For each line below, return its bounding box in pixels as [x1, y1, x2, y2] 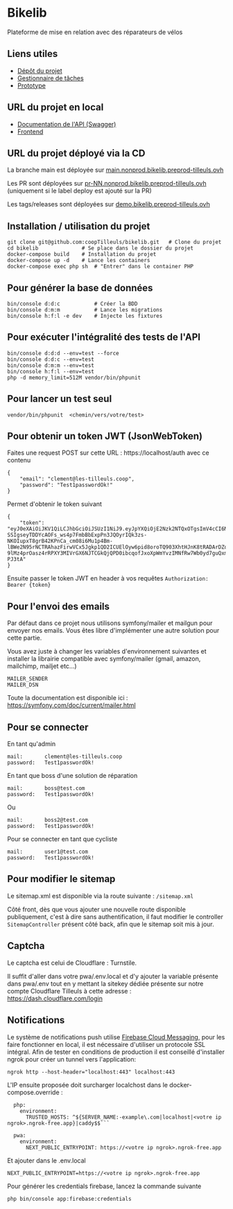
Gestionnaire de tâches [17, 74, 85, 82]
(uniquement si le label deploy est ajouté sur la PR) [7, 186, 153, 195]
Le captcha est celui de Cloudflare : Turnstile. [7, 958, 137, 967]
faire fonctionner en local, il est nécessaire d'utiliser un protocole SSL [7, 1040, 206, 1048]
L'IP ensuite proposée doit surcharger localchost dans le [7, 1080, 169, 1089]
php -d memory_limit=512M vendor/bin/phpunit [7, 374, 141, 381]
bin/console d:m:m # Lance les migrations [7, 307, 163, 314]
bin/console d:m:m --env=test [7, 362, 95, 369]
